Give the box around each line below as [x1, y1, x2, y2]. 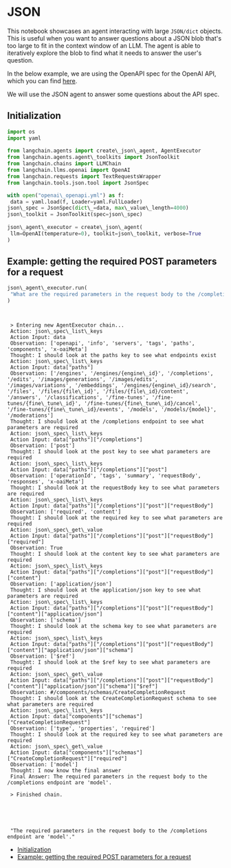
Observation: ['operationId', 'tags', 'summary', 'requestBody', [10, 473, 201, 479]
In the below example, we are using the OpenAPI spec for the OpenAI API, [7, 69, 217, 78]
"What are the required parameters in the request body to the [10, 291, 195, 298]
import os [7, 128, 36, 135]
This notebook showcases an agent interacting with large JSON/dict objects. [7, 27, 223, 35]
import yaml [7, 135, 41, 142]
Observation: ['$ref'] [10, 653, 76, 660]
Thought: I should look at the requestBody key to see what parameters [10, 484, 220, 492]
